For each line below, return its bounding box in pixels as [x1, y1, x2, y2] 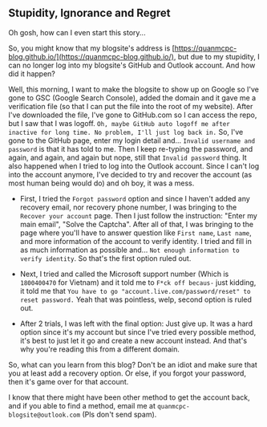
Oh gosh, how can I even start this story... [8, 27, 146, 37]
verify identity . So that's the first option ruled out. [19, 253, 192, 263]
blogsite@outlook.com [8, 411, 81, 419]
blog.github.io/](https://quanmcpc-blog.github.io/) [8, 51, 175, 61]
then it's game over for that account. [8, 376, 129, 386]
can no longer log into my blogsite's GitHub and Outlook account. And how [8, 60, 256, 70]
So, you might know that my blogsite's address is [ [8, 43, 175, 53]
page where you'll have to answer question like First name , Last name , [19, 228, 253, 238]
